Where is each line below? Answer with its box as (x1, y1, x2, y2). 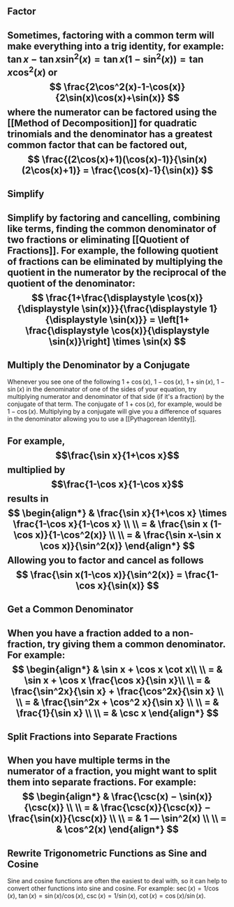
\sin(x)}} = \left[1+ (109, 314, 190, 326)
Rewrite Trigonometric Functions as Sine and (7, 847, 207, 859)
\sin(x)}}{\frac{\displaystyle (81, 303, 207, 314)
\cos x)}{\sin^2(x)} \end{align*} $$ (39, 539, 196, 551)
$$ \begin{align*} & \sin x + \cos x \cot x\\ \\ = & (12, 663, 223, 675)
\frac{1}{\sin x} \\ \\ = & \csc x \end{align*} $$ (16, 707, 219, 719)
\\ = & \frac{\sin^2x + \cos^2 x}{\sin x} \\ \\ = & (15, 696, 219, 708)
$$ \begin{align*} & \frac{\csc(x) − (22, 791, 177, 803)
